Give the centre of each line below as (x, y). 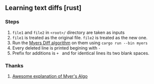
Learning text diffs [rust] (43, 8)
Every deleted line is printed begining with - (56, 48)
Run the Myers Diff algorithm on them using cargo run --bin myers (80, 43)
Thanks (14, 66)
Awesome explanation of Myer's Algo (50, 76)
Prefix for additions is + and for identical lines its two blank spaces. (81, 53)
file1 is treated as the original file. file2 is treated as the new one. (80, 37)
